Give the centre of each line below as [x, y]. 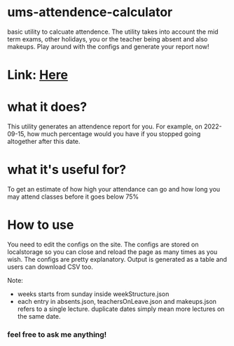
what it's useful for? [67, 170]
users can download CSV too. [50, 267]
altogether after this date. [44, 142]
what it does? [47, 107]
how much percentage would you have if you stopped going [114, 134]
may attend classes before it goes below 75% [73, 197]
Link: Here [38, 75]
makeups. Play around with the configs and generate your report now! [108, 46]
